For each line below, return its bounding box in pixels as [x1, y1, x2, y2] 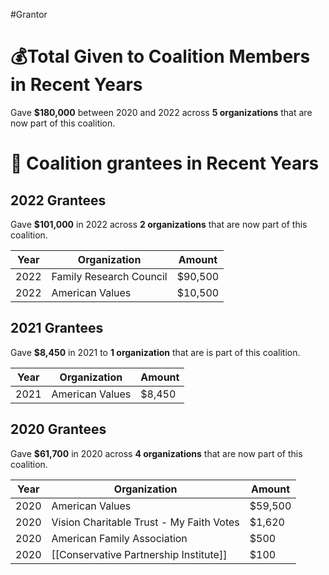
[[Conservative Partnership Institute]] [51, 547, 228, 561]
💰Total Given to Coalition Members [10, 45, 311, 68]
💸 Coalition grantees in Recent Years [10, 152, 320, 175]
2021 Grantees [10, 320, 104, 337]
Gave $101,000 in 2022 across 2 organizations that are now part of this [10, 218, 308, 230]
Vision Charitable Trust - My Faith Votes [51, 515, 240, 529]
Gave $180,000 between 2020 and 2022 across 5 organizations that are [10, 106, 313, 118]
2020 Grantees [10, 421, 107, 438]
